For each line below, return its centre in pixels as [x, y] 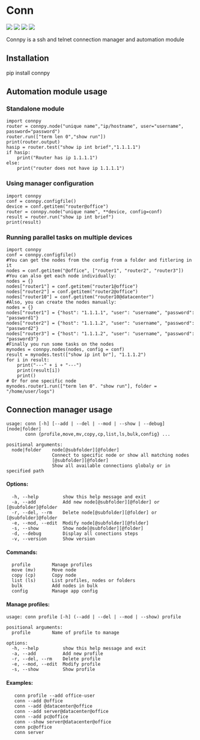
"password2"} [23, 329]
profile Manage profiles [52, 565]
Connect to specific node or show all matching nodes [120, 455]
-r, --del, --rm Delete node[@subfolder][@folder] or [84, 513]
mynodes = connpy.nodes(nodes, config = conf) [65, 350]
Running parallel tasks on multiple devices [69, 237]
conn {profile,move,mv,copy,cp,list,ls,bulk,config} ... [98, 434]
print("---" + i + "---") [50, 365]
